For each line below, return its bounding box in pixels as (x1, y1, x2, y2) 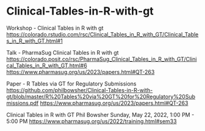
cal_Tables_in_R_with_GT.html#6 (6, 62, 87, 69)
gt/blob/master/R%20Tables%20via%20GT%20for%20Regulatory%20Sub (6, 93, 195, 100)
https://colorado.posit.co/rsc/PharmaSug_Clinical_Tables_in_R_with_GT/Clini (6, 55, 197, 62)
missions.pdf (6, 99, 39, 107)
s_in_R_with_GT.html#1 (6, 37, 63, 44)
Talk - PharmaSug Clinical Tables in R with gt (6, 49, 119, 56)
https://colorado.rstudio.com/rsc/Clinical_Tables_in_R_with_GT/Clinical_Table (6, 30, 199, 38)
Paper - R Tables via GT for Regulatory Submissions (6, 80, 137, 87)
